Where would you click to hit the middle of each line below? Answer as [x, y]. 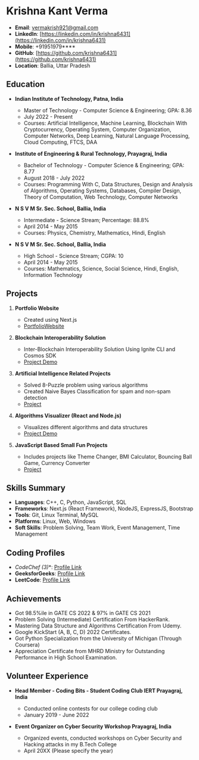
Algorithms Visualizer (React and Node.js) [68, 416]
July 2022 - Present [48, 116]
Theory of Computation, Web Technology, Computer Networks [101, 197]
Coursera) [27, 645]
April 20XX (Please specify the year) [68, 750]
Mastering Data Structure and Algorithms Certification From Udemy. [98, 626]
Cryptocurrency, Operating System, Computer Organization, [97, 129]
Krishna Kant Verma [57, 11]
